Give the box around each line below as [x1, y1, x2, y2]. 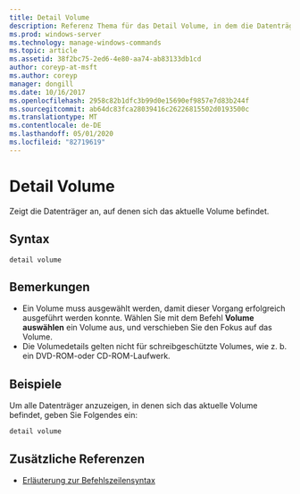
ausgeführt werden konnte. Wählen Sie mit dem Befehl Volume [21, 313, 254, 323]
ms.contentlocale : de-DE [9, 121, 102, 130]
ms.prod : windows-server [9, 29, 102, 38]
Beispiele [9, 376, 62, 391]
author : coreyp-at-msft [9, 63, 98, 72]
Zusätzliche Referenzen [9, 451, 146, 466]
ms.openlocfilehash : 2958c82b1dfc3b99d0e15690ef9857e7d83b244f [9, 96, 250, 105]
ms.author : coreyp [9, 71, 78, 80]
